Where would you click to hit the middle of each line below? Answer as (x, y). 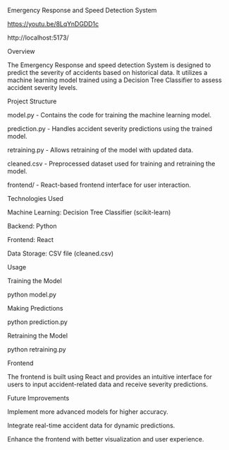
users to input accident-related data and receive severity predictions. (108, 384)
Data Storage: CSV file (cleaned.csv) (61, 253)
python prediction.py (38, 322)
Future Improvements (38, 398)
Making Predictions (35, 308)
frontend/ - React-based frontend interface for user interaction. (99, 185)
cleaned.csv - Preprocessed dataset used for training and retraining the (111, 163)
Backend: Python (32, 226)
